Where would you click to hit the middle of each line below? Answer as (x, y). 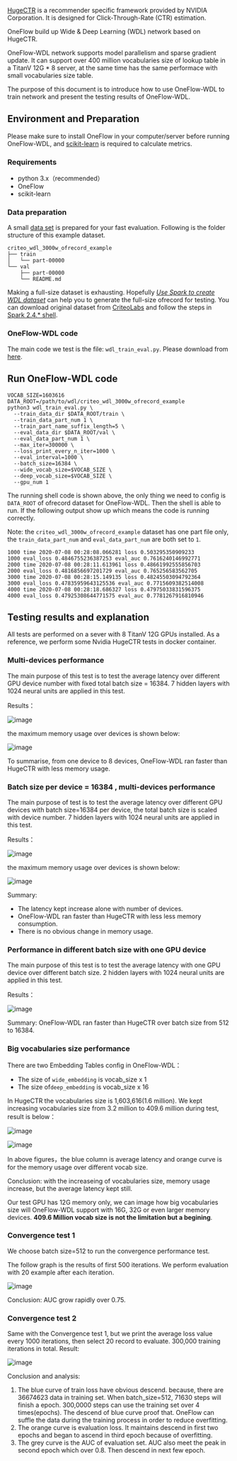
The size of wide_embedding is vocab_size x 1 (82, 1079)
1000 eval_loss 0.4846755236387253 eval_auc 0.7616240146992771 (104, 558)
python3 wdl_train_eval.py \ (50, 407)
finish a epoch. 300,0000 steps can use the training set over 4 (109, 1405)
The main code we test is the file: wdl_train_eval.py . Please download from (118, 349)
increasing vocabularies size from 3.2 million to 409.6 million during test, (113, 1108)
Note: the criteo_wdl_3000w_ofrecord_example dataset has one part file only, (118, 531)
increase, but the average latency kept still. (70, 1189)
